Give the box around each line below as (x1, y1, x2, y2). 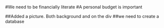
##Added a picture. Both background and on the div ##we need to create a (5, 14, 159, 19)
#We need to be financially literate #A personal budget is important (5, 4, 143, 10)
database (5, 19, 25, 24)
